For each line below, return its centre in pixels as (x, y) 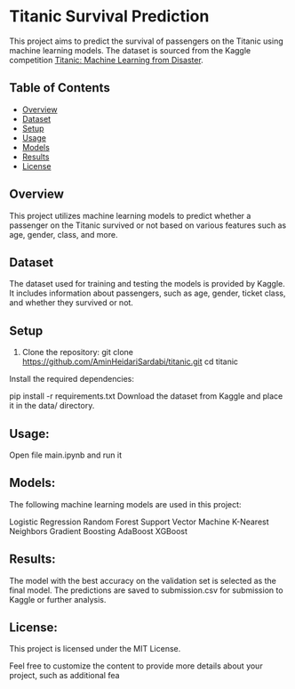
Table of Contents (60, 88)
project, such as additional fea (64, 676)
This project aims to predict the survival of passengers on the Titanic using (146, 41)
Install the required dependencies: (72, 379)
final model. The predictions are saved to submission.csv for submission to (146, 590)
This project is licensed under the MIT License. (95, 649)
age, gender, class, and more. (64, 234)
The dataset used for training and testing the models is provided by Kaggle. (147, 284)
